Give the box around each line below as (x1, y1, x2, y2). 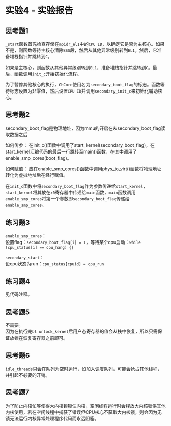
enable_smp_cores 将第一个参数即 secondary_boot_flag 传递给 (5, 195, 130, 201)
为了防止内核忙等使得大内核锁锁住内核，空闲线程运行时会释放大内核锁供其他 (5, 403, 166, 409)
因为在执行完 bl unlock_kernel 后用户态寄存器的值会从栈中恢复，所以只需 (5, 328, 158, 334)
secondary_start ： (5, 254, 44, 260)
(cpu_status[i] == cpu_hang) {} (5, 245, 74, 250)
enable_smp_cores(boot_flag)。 (5, 155, 72, 161)
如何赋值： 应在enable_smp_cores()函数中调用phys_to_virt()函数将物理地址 (5, 166, 162, 172)
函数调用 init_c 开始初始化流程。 (14, 71, 81, 77)
